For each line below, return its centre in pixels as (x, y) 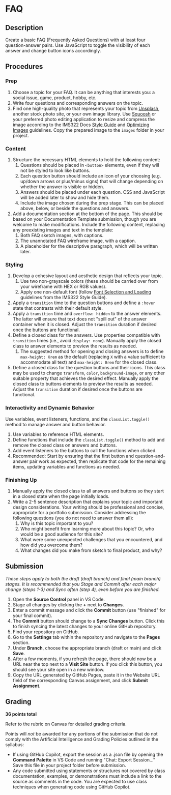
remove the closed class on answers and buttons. (65, 445)
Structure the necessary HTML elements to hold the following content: (86, 159)
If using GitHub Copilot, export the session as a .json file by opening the (88, 754)
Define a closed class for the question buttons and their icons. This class (89, 368)
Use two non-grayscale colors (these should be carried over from (89, 281)
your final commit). (32, 615)
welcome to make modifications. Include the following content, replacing (89, 224)
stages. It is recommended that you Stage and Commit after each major (81, 584)
